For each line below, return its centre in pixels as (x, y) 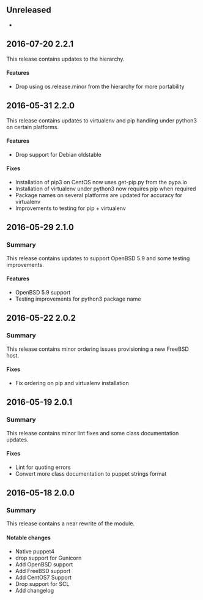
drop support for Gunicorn (48, 558)
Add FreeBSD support (43, 571)
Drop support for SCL (42, 583)
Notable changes (28, 538)
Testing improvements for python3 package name (78, 299)
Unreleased (29, 10)
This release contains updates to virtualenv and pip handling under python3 (102, 120)
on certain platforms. (33, 127)
